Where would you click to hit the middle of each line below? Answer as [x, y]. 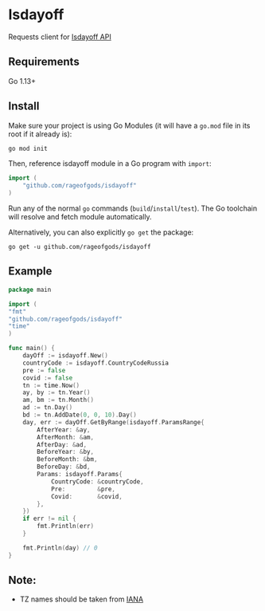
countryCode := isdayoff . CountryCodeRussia [96, 363]
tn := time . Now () [51, 385]
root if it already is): [40, 134]
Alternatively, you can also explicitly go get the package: [101, 232]
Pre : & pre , [83, 489]
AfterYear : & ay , [64, 430]
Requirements [44, 62]
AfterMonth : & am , [65, 437]
